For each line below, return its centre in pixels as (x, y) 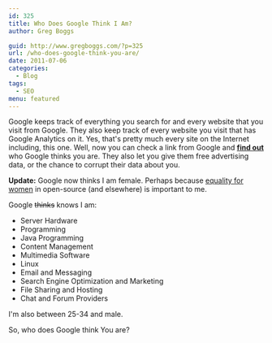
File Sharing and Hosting (61, 290)
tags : (17, 83)
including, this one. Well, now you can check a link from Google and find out (136, 148)
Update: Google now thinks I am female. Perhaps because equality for (126, 180)
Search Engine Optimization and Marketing (92, 281)
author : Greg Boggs (41, 31)
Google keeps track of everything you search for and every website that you (136, 122)
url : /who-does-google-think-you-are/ (74, 54)
